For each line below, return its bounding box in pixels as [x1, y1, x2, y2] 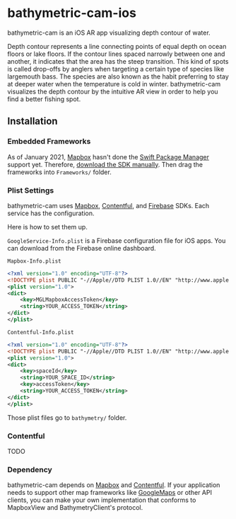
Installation [7, 115, 58, 127]
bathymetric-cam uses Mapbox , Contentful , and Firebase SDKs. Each [7, 201, 210, 210]
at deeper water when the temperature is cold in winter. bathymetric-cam [7, 79, 221, 88]
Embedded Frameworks [7, 137, 91, 147]
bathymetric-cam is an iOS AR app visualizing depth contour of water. [7, 28, 211, 37]
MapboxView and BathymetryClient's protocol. [7, 503, 143, 512]
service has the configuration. [7, 209, 95, 217]
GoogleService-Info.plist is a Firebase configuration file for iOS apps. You [7, 236, 226, 245]
